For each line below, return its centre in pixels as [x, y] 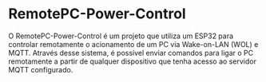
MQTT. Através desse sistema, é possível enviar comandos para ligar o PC [131, 53]
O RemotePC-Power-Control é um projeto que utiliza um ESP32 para [121, 36]
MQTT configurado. [41, 69]
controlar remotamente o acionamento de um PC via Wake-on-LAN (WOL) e [133, 44]
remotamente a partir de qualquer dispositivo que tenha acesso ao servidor [133, 61]
